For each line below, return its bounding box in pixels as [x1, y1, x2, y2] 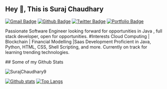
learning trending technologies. [5, 49, 70, 55]
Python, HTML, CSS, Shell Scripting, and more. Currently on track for [5, 43, 147, 50]
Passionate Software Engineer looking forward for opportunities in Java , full [5, 28, 162, 34]
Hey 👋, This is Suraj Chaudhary [5, 5, 104, 13]
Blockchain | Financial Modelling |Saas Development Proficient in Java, [5, 38, 151, 44]
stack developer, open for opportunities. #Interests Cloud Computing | [5, 33, 150, 39]
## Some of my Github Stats [5, 58, 63, 65]
